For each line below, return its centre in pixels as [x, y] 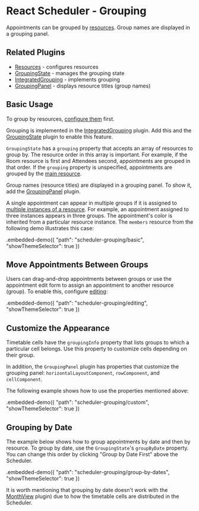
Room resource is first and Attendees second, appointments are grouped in [98, 161]
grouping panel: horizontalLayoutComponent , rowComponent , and [83, 373]
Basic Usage [30, 104]
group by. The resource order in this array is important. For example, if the [97, 154]
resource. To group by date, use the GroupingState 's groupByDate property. [97, 448]
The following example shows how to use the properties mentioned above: [97, 391]
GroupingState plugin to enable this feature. [60, 137]
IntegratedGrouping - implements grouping [67, 79]
